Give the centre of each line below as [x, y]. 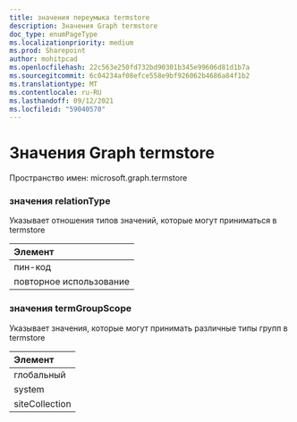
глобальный [40, 375]
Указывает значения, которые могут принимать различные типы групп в [148, 328]
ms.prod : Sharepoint [48, 51]
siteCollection [42, 403]
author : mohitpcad [43, 59]
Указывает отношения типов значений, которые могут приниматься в [143, 221]
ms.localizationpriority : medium [72, 42]
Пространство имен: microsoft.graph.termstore [98, 178]
